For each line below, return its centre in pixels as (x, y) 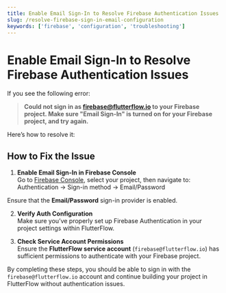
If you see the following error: (49, 94)
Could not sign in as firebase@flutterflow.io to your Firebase (112, 107)
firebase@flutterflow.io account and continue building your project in (107, 277)
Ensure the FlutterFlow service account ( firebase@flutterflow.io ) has (118, 249)
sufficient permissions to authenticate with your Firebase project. (109, 256)
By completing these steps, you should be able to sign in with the (99, 269)
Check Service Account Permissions (70, 242)
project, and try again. (56, 121)
